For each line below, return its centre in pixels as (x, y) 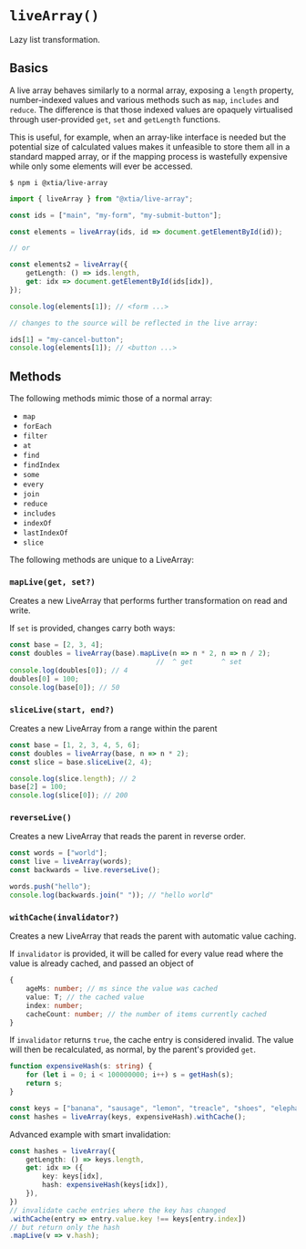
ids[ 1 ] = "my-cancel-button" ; (67, 339)
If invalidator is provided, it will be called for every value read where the (147, 954)
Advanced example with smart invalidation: (90, 1134)
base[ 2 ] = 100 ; (38, 787)
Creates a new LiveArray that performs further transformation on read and (148, 601)
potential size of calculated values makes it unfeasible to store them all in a (150, 146)
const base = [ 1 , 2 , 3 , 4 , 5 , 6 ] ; (75, 745)
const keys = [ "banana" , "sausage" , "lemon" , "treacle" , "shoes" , (138, 1108)
